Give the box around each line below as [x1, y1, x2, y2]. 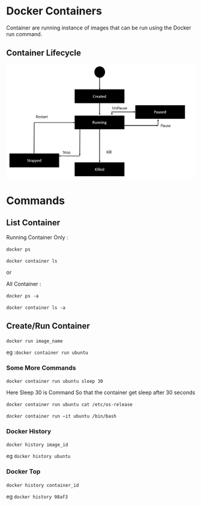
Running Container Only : [6, 233, 68, 241]
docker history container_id [6, 482, 79, 488]
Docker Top [6, 468, 41, 476]
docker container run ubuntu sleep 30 [6, 378, 103, 384]
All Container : [6, 280, 41, 287]
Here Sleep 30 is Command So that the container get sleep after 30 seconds [6, 389, 196, 396]
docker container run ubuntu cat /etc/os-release [6, 401, 133, 407]
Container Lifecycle [6, 48, 82, 58]
